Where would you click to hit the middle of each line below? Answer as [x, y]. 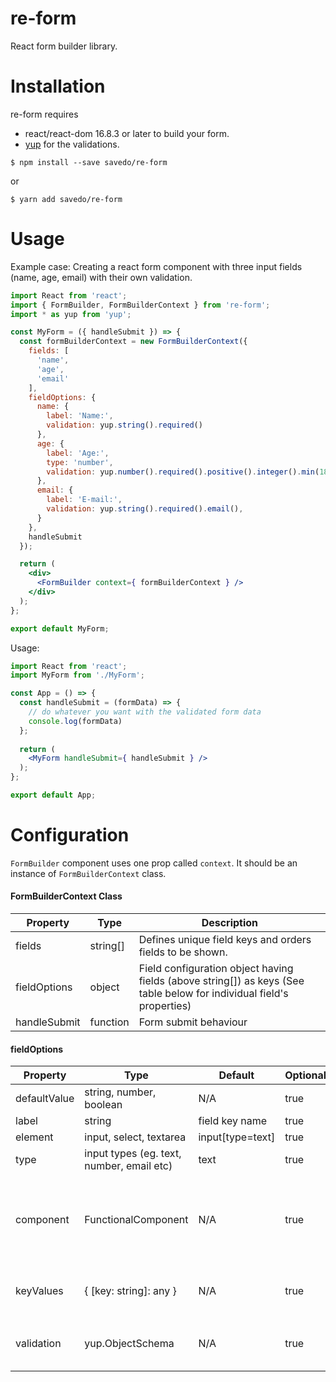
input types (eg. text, [133, 1154]
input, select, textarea [135, 1137]
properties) [165, 1006]
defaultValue [45, 1099]
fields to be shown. [183, 952]
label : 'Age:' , [78, 453]
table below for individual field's [213, 994]
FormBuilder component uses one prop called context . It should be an [154, 863]
